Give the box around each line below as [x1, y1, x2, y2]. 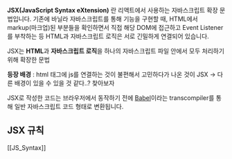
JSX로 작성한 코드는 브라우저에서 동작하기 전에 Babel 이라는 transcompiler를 [7, 94, 215, 102]
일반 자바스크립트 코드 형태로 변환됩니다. [14, 103, 124, 110]
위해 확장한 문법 [7, 56, 51, 64]
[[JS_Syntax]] [7, 143, 46, 151]
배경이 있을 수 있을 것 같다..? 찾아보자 [14, 79, 115, 87]
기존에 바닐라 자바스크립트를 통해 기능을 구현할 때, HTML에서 [33, 15, 199, 23]
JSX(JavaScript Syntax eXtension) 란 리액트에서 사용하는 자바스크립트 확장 [7, 6, 218, 14]
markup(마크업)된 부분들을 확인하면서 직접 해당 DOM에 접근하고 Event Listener [7, 24, 224, 31]
